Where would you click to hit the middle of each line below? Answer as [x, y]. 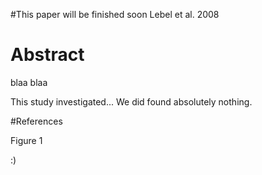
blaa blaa [29, 82]
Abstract [47, 55]
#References [36, 121]
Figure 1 [26, 140]
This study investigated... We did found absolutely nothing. [131, 101]
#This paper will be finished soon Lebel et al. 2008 [115, 14]
